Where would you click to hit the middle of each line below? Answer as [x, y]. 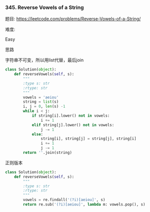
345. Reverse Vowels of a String [45, 7]
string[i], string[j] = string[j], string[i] [88, 139]
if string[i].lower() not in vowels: [71, 116]
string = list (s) [41, 102]
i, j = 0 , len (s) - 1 [44, 106]
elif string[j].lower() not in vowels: [73, 125]
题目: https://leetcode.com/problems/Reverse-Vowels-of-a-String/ [73, 19]
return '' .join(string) [47, 153]
